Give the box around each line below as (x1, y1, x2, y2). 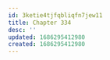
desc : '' (8, 26, 37, 34)
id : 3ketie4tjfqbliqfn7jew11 (8, 11, 103, 19)
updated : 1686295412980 (8, 33, 86, 41)
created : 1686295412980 (8, 41, 86, 48)
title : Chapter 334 (8, 19, 72, 26)
